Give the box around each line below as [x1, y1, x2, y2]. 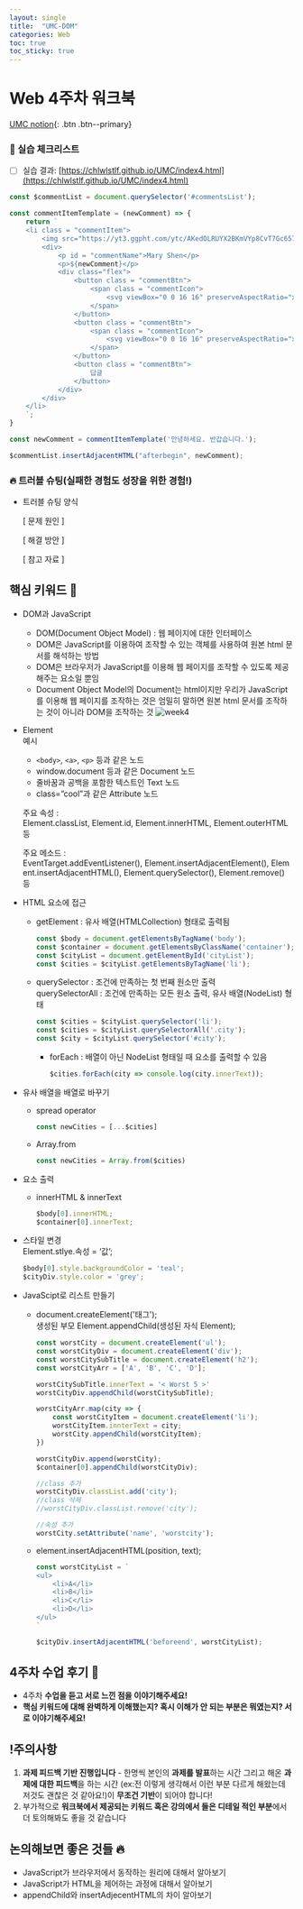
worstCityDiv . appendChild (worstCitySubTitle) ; [35, 1388, 215, 1398]
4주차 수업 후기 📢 [9, 1665, 99, 1680]
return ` [25, 217, 59, 226]
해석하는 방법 [52, 650, 99, 661]
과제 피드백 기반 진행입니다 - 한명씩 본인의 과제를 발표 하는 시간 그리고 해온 [22, 1767, 282, 1778]
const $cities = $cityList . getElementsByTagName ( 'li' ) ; [35, 959, 251, 968]
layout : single [9, 13, 67, 23]
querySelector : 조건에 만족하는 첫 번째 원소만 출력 [35, 977, 216, 987]
